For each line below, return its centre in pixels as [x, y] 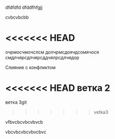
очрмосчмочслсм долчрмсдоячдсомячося [52, 52]
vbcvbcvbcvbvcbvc [26, 132]
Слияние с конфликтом [31, 67]
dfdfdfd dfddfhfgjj [24, 7]
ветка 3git [16, 102]
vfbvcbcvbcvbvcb [24, 122]
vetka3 [101, 112]
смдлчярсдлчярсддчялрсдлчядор [42, 57]
